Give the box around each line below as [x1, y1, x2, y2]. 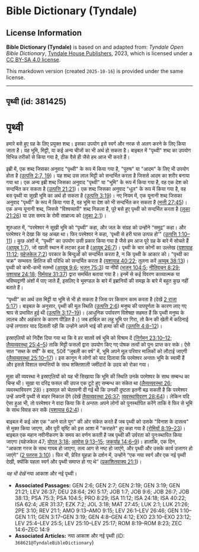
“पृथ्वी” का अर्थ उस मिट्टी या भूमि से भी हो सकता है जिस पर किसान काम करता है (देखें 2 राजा [6, 296, 177, 303]
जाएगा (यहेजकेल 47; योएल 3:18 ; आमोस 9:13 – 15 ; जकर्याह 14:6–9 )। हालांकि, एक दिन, [6, 438, 176, 445]
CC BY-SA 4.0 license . [6, 56, 61, 63]
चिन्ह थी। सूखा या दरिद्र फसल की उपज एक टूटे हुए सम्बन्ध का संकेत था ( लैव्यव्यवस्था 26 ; [6, 379, 172, 387]
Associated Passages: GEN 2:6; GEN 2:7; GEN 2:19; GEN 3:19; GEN [14, 482, 181, 489]
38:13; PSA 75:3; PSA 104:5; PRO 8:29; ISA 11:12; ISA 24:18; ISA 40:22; [14, 494, 187, 502]
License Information [6, 28, 82, 38]
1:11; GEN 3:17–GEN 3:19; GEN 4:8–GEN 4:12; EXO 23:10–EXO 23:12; [27, 513, 191, 521]
